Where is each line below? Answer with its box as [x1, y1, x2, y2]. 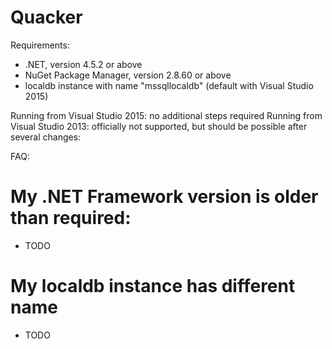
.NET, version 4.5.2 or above [24, 58, 143, 70]
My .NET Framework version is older [10, 186, 319, 208]
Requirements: [10, 39, 70, 51]
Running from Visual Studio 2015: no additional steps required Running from [10, 109, 323, 121]
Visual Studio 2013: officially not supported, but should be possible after [10, 120, 308, 132]
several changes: [10, 131, 82, 143]
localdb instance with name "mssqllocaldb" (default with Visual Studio [24, 79, 314, 91]
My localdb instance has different [10, 275, 296, 298]
